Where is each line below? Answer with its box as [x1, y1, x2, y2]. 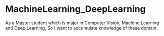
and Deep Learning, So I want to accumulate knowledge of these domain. [5, 25, 158, 31]
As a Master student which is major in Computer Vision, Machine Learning [5, 20, 159, 26]
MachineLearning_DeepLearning [5, 3, 146, 15]
